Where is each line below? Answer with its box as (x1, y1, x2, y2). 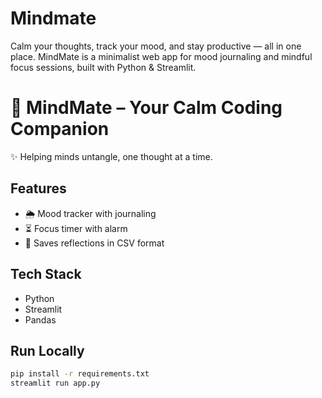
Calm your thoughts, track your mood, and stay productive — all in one (10, 40, 302, 52)
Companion (10, 118, 110, 141)
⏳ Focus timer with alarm (24, 222, 128, 234)
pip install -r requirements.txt (10, 369, 150, 379)
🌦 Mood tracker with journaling (24, 207, 157, 219)
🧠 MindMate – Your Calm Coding (10, 97, 283, 119)
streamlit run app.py (10, 378, 101, 389)
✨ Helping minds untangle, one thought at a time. (10, 150, 213, 162)
